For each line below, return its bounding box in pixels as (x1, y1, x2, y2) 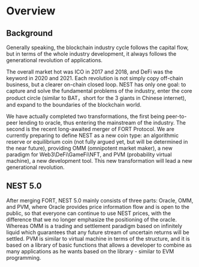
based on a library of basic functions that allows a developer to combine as (6, 241, 192, 248)
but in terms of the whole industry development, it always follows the (6, 50, 177, 57)
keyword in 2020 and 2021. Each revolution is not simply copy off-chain (6, 75, 183, 81)
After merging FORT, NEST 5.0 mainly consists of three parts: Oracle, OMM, (6, 196, 194, 204)
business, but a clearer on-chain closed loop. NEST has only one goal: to (6, 81, 186, 88)
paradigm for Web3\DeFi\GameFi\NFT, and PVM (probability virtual (6, 151, 172, 158)
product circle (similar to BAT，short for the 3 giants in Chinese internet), (6, 95, 186, 101)
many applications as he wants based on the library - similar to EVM (6, 247, 174, 255)
